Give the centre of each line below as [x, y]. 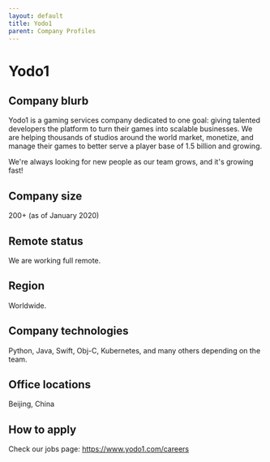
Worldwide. [28, 306]
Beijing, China [32, 404]
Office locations [50, 385]
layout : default [36, 16]
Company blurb [49, 101]
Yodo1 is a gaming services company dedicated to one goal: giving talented [135, 120]
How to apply [43, 429]
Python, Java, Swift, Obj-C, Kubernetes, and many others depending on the [135, 350]
